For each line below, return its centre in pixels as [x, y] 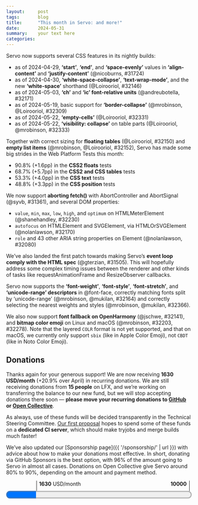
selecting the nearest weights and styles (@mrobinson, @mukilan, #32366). [98, 305]
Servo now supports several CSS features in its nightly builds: [81, 56]
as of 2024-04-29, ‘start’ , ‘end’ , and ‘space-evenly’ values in [90, 67]
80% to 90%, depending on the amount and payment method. [82, 472]
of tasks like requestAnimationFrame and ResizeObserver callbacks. [89, 275]
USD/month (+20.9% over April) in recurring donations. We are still [88, 381]
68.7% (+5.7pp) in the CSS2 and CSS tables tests [75, 171]
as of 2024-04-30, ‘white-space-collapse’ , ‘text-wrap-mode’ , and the [102, 80]
